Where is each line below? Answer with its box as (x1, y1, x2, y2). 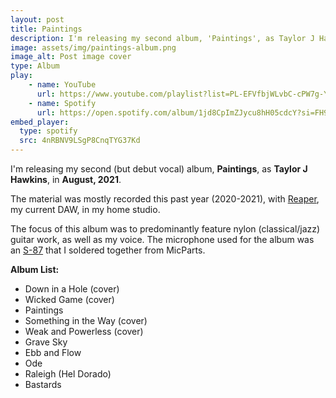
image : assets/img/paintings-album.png (10, 42, 177, 53)
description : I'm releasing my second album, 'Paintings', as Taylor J (10, 33, 315, 43)
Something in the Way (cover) (24, 315, 148, 326)
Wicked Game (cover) (24, 294, 115, 305)
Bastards (24, 379, 62, 390)
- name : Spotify (28, 98, 97, 108)
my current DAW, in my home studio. (10, 204, 161, 215)
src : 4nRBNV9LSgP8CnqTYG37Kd (19, 136, 141, 146)
